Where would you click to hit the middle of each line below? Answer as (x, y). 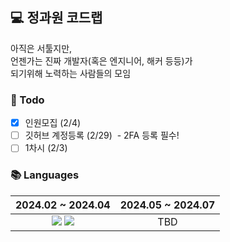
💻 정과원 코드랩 (56, 18)
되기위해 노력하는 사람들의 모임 (71, 73)
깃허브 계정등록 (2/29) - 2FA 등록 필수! (102, 135)
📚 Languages (45, 175)
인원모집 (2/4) (53, 123)
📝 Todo (27, 100)
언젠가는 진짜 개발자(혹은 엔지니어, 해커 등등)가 (101, 60)
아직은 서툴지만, (41, 48)
